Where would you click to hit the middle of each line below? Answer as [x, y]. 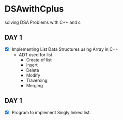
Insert [32, 65]
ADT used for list [36, 55]
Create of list [39, 60]
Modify [33, 75]
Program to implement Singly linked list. [51, 112]
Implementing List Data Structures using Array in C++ [65, 49]
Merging [34, 85]
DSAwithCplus [34, 9]
